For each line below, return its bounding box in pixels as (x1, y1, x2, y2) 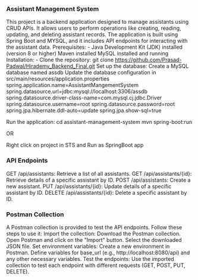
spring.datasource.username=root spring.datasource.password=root (6, 101, 175, 108)
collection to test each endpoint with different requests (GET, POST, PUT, (6, 262, 186, 269)
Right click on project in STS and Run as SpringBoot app (6, 142, 144, 149)
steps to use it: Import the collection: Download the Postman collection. (6, 230, 181, 237)
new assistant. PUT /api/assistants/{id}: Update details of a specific (6, 182, 172, 189)
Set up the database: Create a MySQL (96, 63, 189, 70)
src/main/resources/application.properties (6, 75, 110, 82)
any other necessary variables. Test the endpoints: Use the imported (6, 255, 174, 262)
